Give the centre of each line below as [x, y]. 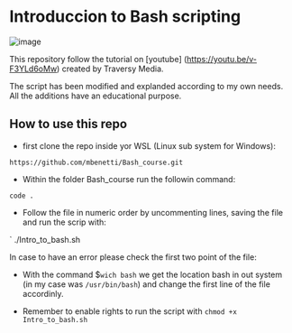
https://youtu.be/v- [222, 59]
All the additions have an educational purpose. [96, 96]
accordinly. [43, 293]
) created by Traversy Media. [110, 69]
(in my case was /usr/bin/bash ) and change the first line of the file [146, 284]
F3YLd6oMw [33, 69]
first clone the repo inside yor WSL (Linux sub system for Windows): [149, 145]
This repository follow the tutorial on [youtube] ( [98, 59]
